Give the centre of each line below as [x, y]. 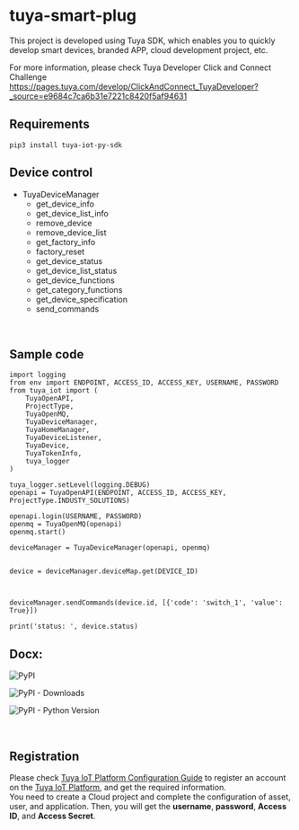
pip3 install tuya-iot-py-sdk [66, 145]
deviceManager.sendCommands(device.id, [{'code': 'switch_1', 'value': [146, 603]
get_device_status [69, 260]
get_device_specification [82, 299]
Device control [51, 173]
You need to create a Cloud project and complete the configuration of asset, [150, 797]
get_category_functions [79, 289]
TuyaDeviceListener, [64, 438]
